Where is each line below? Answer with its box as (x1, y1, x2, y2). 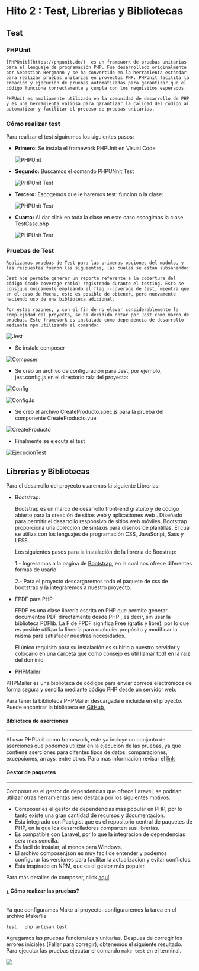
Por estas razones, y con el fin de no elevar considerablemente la (6, 307, 179, 313)
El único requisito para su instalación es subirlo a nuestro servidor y (14, 644, 181, 651)
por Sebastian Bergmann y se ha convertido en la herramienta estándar (6, 70, 187, 76)
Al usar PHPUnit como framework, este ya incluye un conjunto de (6, 736, 166, 743)
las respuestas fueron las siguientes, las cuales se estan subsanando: (6, 265, 190, 271)
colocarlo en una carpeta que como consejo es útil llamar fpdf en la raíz (14, 650, 191, 658)
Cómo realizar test (6, 120, 60, 128)
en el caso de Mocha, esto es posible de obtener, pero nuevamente (6, 291, 176, 297)
